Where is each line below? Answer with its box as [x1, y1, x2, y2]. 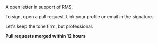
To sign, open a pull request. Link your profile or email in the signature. [5, 14, 154, 19]
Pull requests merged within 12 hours [5, 33, 86, 39]
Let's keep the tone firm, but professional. [5, 23, 93, 29]
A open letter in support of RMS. [5, 4, 73, 10]
